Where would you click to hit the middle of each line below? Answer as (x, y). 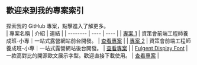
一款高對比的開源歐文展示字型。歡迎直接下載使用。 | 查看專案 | (83, 56)
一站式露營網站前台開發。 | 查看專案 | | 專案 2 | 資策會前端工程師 (113, 41)
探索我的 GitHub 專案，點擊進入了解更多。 (58, 26)
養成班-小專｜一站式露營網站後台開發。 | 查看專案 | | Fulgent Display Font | (97, 48)
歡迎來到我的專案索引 (45, 11)
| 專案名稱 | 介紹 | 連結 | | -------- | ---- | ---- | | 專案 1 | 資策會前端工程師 (95, 33)
